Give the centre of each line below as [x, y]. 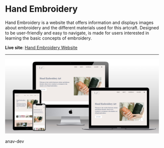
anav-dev [15, 141]
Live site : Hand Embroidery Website [41, 47]
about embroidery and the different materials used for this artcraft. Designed [82, 27]
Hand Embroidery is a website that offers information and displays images [79, 22]
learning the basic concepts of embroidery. [48, 38]
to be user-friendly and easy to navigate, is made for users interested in [77, 33]
